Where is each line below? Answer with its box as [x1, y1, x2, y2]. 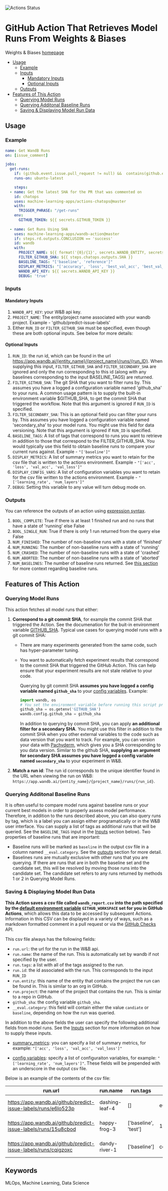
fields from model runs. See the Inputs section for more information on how [5, 1025, 160, 1031]
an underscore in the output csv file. [12, 1065, 87, 1071]
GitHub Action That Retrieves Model [5, 23, 158, 34]
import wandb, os [19, 697, 56, 703]
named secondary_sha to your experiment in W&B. [19, 758, 122, 764]
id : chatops [14, 194, 39, 199]
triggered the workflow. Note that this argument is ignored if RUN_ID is [12, 401, 155, 407]
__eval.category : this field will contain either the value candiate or [12, 1004, 149, 1010]
